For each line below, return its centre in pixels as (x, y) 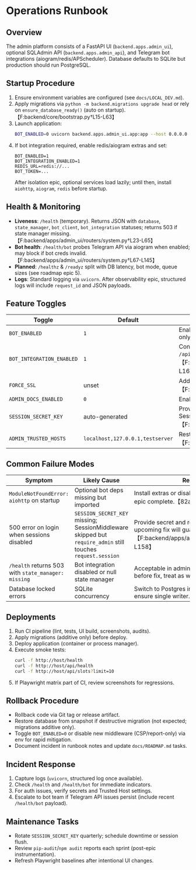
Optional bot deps (99, 491)
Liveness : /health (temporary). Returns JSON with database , (87, 221)
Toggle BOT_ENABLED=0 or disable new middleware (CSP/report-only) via (100, 733)
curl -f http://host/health (48, 660)
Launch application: (38, 123)
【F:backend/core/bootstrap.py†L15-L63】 (66, 117)
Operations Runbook (57, 11)
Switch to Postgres (160, 589)
